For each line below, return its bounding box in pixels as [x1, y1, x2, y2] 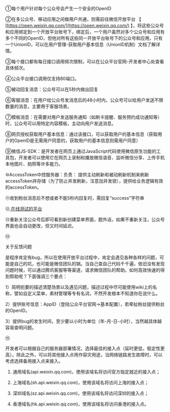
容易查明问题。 [5, 325, 36, 331]
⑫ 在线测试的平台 [5, 206, 42, 212]
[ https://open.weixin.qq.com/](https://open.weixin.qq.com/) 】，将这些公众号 [5, 23, 164, 28]
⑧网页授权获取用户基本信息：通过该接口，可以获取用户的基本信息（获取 [5, 131, 158, 137]
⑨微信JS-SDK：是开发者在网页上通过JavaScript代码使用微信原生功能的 [5, 148, 157, 154]
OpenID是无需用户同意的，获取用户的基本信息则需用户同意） [14, 138, 141, 144]
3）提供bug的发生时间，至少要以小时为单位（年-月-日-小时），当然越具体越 [5, 318, 162, 324]
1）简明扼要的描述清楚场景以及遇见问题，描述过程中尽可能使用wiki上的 [5, 284, 153, 290]
